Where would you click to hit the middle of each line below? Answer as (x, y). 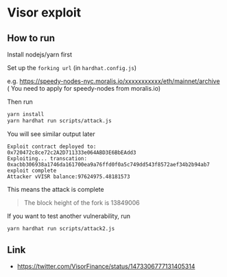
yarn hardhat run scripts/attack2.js (61, 228)
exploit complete (32, 170)
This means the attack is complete (56, 189)
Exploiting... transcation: (47, 158)
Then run (20, 102)
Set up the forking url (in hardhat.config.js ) (72, 68)
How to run (31, 38)
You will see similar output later (51, 134)
